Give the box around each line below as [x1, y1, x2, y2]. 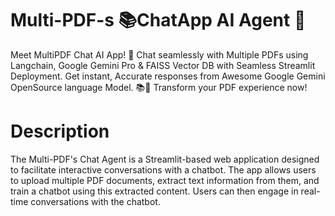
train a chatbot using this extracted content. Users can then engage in [10, 185, 299, 197]
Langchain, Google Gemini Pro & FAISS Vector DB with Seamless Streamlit [10, 59, 316, 71]
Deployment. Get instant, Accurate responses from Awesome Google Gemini [10, 70, 326, 82]
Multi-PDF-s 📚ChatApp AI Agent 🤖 [10, 9, 307, 32]
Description [10, 120, 110, 143]
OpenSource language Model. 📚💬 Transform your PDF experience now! [10, 81, 308, 93]
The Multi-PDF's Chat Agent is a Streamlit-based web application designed [10, 153, 320, 165]
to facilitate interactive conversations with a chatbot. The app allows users [10, 163, 317, 176]
